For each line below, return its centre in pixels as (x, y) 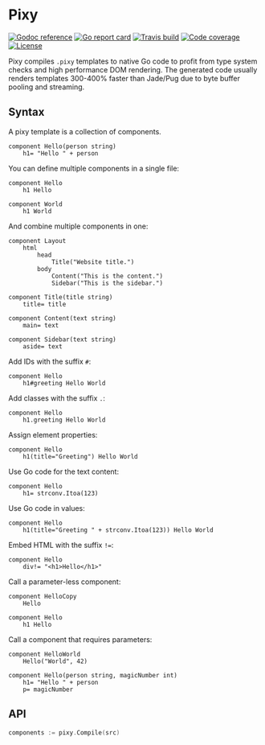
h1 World (37, 211)
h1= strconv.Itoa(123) (61, 493)
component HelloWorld (45, 654)
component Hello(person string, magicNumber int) (93, 675)
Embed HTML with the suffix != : (61, 545)
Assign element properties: (53, 434)
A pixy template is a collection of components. (85, 131)
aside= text (43, 346)
